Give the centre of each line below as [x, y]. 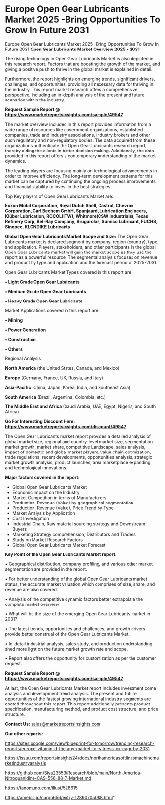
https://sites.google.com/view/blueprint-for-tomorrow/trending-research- [80, 743]
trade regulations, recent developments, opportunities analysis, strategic [79, 457]
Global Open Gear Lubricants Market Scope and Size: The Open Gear [77, 236]
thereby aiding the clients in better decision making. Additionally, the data [80, 151]
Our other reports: [24, 733]
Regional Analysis [23, 358]
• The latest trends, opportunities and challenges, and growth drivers [75, 629]
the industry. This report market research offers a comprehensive [71, 89]
